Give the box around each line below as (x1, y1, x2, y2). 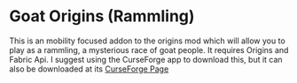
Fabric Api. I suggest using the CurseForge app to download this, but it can (9, 54, 283, 64)
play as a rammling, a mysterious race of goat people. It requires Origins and (9, 44, 289, 55)
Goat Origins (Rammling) (9, 6, 195, 26)
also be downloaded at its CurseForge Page (9, 64, 169, 74)
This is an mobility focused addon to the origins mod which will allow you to (9, 35, 285, 46)
